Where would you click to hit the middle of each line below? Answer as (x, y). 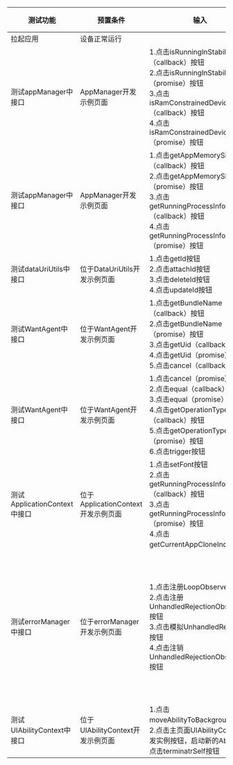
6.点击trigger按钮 (177, 451)
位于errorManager (110, 622)
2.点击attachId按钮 (179, 269)
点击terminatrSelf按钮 (184, 751)
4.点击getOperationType (189, 410)
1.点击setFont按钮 (178, 464)
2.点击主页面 (170, 730)
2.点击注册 (166, 597)
